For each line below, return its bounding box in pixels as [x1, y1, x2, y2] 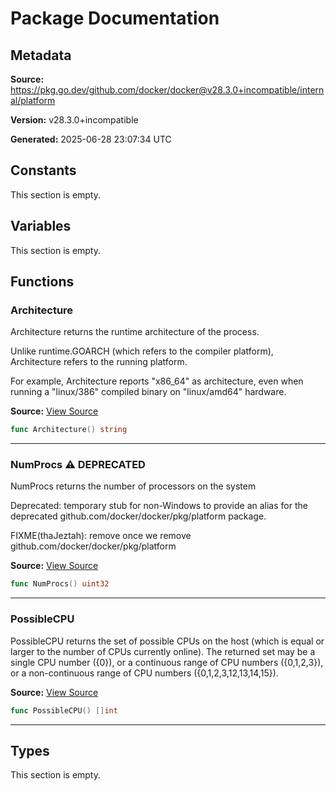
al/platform [10, 95, 56, 106]
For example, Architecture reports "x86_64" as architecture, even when [10, 375, 304, 387]
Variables [10, 218, 72, 235]
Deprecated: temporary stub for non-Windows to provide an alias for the [10, 500, 308, 512]
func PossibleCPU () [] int [10, 705, 118, 716]
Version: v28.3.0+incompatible [10, 114, 139, 126]
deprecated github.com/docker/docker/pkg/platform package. [10, 510, 267, 522]
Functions [10, 273, 75, 291]
